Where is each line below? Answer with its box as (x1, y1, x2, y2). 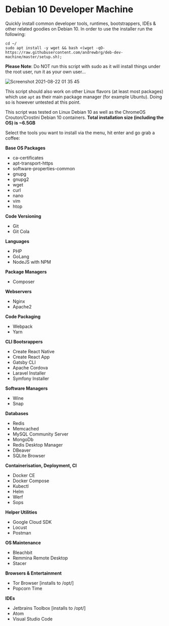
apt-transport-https (12, 160, 53, 166)
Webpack (12, 323, 33, 329)
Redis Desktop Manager (12, 442, 63, 448)
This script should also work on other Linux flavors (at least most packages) (5, 88, 163, 95)
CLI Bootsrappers (5, 338, 43, 345)
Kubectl (12, 483, 29, 489)
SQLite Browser (12, 452, 46, 458)
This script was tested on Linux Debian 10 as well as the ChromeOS (5, 109, 146, 115)
